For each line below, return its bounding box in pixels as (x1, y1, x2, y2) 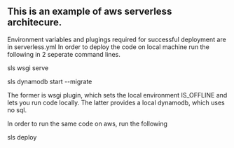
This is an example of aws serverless (7, 6, 172, 18)
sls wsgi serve (7, 63, 49, 72)
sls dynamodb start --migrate (7, 77, 92, 86)
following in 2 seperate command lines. (7, 50, 121, 58)
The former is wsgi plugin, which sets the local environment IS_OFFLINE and (7, 90, 228, 99)
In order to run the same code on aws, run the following (7, 119, 168, 128)
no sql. (7, 105, 27, 114)
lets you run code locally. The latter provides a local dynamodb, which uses (7, 98, 226, 107)
